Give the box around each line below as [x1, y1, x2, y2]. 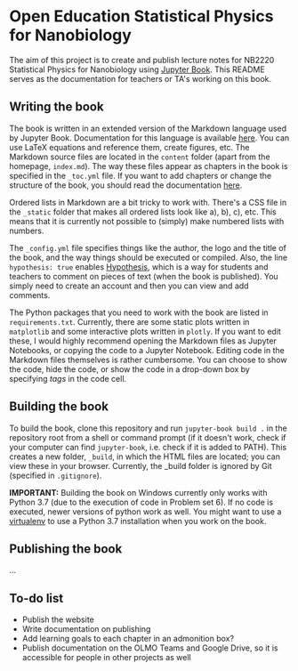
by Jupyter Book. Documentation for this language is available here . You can [9, 132, 290, 143]
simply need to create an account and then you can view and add [9, 280, 249, 291]
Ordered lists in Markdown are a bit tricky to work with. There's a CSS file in [9, 197, 287, 207]
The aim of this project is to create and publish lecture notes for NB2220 [9, 54, 275, 65]
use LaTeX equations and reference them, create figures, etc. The [9, 141, 251, 152]
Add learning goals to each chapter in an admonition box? [21, 634, 234, 644]
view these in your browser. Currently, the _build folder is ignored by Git [9, 460, 273, 471]
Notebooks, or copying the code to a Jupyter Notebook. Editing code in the [9, 344, 285, 355]
